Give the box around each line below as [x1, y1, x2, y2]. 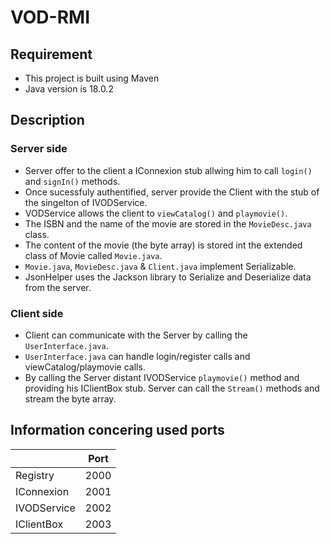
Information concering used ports [10, 422, 225, 439]
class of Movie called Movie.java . [24, 249, 163, 261]
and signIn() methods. [24, 175, 121, 187]
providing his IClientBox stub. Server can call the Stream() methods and [24, 382, 320, 394]
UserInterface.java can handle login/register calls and [24, 350, 251, 362]
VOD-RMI [10, 6, 91, 29]
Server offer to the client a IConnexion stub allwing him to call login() [24, 164, 313, 176]
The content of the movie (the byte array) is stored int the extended [24, 239, 303, 251]
